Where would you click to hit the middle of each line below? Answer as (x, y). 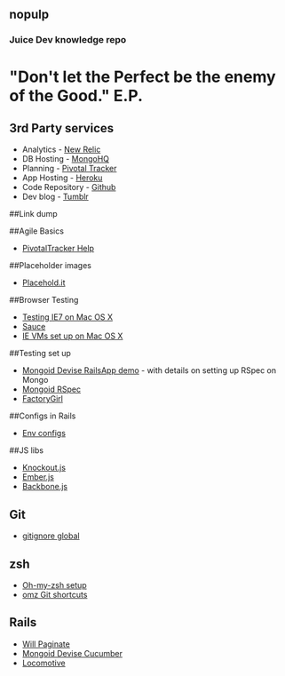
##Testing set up (40, 354)
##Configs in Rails (43, 416)
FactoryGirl (43, 399)
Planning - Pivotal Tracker (69, 169)
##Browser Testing (44, 300)
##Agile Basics (37, 231)
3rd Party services (62, 128)
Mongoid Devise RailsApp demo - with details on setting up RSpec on (149, 370)
